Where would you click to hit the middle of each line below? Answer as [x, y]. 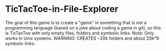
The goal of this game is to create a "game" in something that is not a [76, 23]
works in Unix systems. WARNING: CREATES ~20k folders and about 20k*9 [82, 38]
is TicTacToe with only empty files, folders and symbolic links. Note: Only [80, 33]
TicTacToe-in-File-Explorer [62, 9]
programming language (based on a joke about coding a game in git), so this [83, 27]
